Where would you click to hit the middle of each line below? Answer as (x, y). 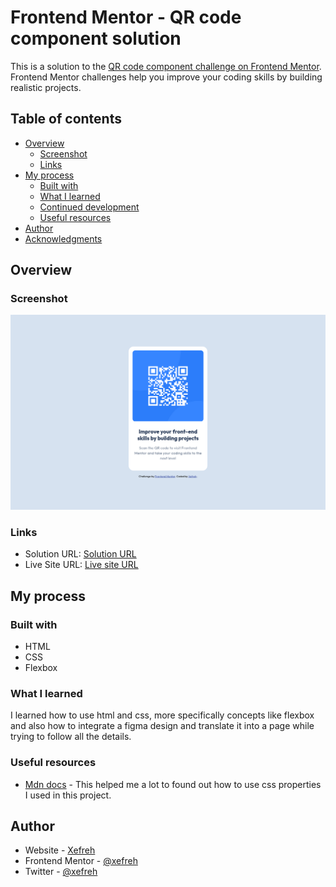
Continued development (89, 207)
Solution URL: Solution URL (80, 554)
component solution (96, 38)
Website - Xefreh (60, 850)
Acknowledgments (63, 238)
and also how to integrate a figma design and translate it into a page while (162, 726)
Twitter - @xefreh (61, 872)
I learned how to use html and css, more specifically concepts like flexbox (162, 715)
